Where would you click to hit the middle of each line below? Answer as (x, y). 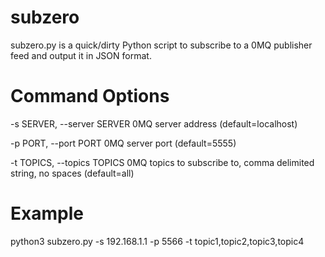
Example (47, 213)
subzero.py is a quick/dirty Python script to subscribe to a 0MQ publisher (161, 45)
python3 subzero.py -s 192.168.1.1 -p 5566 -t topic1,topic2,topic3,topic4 (157, 241)
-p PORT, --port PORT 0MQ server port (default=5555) (123, 143)
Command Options (90, 96)
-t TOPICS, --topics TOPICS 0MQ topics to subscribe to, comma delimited (162, 162)
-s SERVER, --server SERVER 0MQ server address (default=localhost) (154, 123)
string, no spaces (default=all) (72, 173)
